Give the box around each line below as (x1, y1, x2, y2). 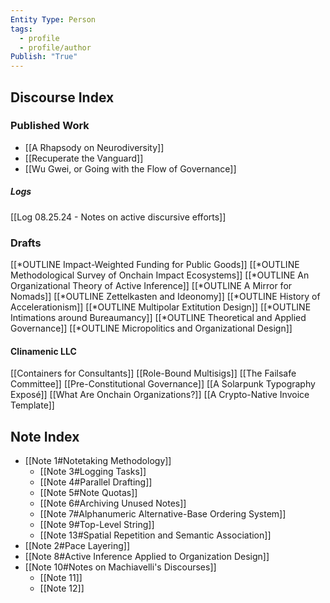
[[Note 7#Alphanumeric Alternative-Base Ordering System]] (39, 508, 287, 520)
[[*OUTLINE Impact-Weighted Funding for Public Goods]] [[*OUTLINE (10, 259, 300, 271)
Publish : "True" (10, 52, 78, 62)
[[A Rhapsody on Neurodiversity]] (24, 141, 165, 153)
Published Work (10, 119, 90, 133)
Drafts (10, 236, 42, 250)
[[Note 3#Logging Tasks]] (39, 466, 147, 478)
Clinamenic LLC (10, 345, 77, 357)
